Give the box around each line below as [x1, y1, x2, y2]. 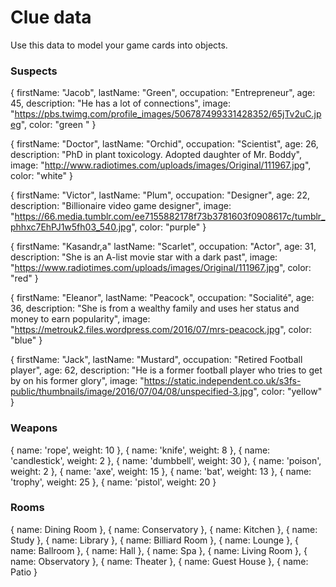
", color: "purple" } [131, 221, 207, 233]
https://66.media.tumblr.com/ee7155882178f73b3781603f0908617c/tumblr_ [14, 211, 326, 223]
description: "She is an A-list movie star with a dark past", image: [10, 251, 278, 263]
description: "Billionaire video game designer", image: [10, 200, 232, 212]
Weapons [10, 421, 58, 435]
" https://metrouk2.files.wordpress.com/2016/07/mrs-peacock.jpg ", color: [10, 324, 312, 336]
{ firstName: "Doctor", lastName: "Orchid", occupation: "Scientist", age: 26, [10, 138, 319, 150]
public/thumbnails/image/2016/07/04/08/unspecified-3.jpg [10, 386, 254, 398]
